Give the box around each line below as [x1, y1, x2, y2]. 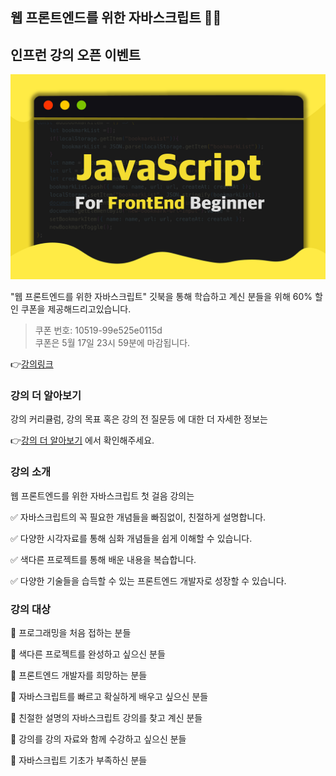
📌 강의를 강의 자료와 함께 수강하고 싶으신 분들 [10, 733, 187, 745]
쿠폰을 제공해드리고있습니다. [20, 303, 132, 315]
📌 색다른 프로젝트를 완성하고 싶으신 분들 [10, 648, 166, 660]
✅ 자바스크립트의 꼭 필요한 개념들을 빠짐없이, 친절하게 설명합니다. [10, 511, 267, 523]
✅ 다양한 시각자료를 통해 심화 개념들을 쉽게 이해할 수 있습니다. [10, 532, 253, 544]
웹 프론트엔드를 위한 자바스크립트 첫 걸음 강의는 [10, 489, 195, 502]
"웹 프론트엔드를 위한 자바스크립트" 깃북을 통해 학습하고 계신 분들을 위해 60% [10, 291, 313, 302]
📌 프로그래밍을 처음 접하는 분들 [10, 626, 132, 638]
